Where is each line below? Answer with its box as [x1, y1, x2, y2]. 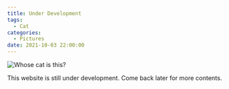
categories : [7, 29, 41, 36]
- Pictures [13, 36, 45, 42]
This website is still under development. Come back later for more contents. [7, 74, 223, 82]
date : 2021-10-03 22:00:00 [7, 42, 85, 49]
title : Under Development [7, 10, 81, 17]
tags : [7, 16, 23, 23]
